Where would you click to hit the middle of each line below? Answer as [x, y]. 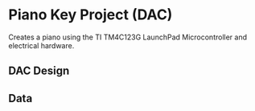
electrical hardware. [41, 45]
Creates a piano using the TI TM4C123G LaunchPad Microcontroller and [128, 37]
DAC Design [39, 71]
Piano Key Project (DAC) [90, 15]
